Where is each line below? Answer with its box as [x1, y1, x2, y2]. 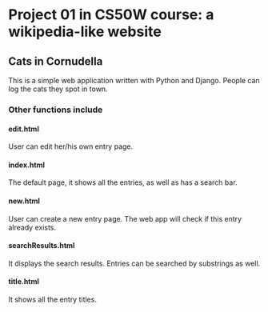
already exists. [8, 222, 57, 232]
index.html [8, 160, 46, 170]
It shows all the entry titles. [8, 294, 98, 304]
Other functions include [8, 104, 103, 115]
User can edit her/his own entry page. [8, 142, 134, 151]
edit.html [8, 124, 40, 134]
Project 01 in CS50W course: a [8, 6, 214, 24]
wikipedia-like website [8, 22, 162, 41]
